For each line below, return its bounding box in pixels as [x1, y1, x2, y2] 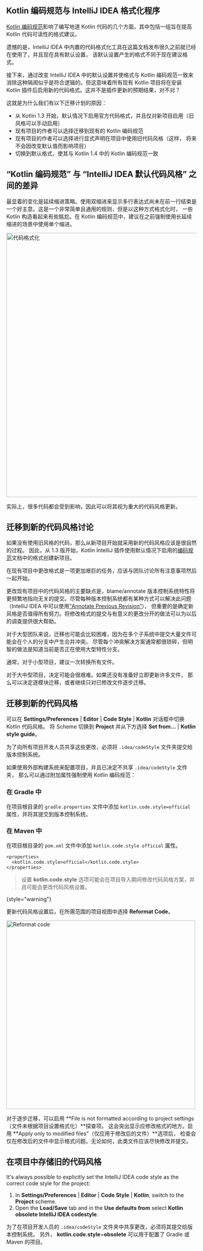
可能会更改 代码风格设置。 [26, 883, 91, 890]
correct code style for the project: [6, 1180, 91, 1187]
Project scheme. [14, 1198, 57, 1205]
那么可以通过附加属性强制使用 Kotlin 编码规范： [18, 771, 136, 779]
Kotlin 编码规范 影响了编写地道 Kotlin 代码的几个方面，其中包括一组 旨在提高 [6, 23, 192, 30]
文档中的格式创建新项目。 [11, 555, 76, 562]
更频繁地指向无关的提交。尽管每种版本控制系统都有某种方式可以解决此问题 [6, 595, 192, 602]
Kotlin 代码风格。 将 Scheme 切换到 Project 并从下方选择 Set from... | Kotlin [6, 723, 196, 730]
